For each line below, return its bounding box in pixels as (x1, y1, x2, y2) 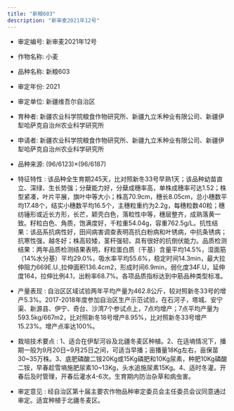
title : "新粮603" (7, 10, 56, 18)
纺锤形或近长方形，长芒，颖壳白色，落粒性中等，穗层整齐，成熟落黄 (17, 209, 215, 219)
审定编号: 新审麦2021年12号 (17, 37, 97, 46)
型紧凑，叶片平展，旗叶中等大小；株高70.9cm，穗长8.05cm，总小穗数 (17, 192, 221, 201)
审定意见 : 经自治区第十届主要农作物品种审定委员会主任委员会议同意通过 (17, 387, 226, 395)
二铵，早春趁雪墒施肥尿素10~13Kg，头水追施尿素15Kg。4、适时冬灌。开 (17, 363, 226, 372)
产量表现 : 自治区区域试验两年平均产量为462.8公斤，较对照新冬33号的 (17, 286, 220, 295)
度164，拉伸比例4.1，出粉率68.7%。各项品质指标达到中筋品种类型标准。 (17, 271, 227, 280)
